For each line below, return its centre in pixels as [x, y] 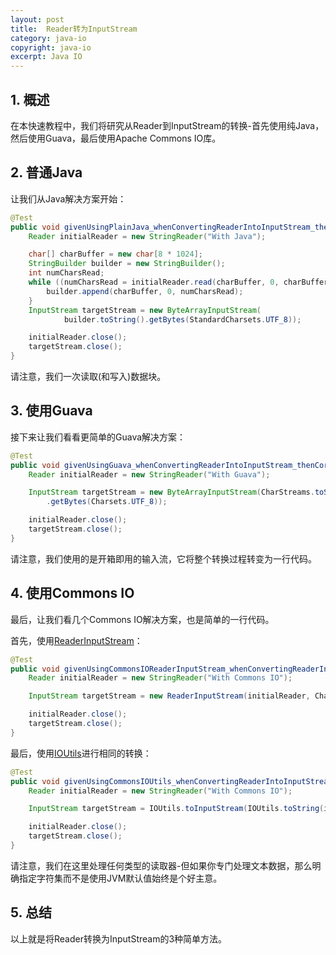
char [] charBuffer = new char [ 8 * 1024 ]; [115, 254]
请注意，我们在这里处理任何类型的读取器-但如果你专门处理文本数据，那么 [161, 865]
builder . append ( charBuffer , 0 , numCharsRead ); [145, 291]
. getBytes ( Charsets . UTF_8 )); [107, 502]
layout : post [37, 19]
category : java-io [48, 38]
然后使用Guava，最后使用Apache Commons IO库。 [116, 138]
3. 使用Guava [51, 411]
